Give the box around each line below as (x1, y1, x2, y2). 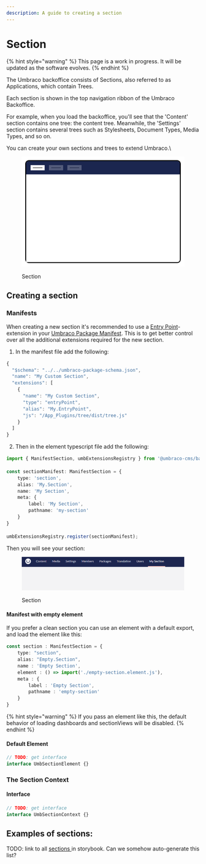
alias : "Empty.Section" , (17, 656, 81, 662)
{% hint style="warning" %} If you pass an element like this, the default (6, 713, 187, 720)
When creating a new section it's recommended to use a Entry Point (6, 323, 178, 330)
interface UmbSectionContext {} (6, 811, 89, 817)
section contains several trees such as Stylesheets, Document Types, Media (6, 126, 199, 133)
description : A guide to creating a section (6, 10, 122, 16)
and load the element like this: (6, 630, 82, 638)
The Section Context (6, 775, 69, 783)
